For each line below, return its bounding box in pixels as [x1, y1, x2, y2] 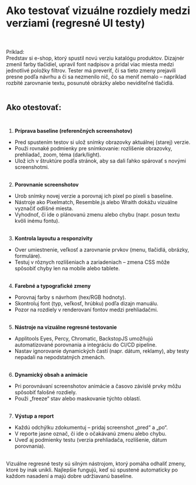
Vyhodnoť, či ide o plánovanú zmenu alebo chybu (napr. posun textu [14, 211, 180, 218]
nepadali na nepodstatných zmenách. [14, 353, 105, 360]
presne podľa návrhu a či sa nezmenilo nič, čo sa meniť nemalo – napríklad [6, 73, 187, 80]
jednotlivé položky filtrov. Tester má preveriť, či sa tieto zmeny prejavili [6, 67, 176, 74]
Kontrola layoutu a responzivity [14, 235, 93, 242]
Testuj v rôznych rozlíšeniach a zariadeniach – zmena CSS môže [14, 259, 170, 266]
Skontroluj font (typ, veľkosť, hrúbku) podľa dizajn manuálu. [14, 300, 159, 307]
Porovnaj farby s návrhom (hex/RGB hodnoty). [14, 294, 126, 301]
